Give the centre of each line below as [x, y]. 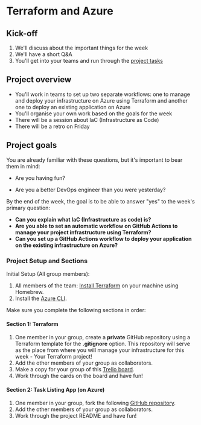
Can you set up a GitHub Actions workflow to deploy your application [103, 238]
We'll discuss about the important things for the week [81, 48]
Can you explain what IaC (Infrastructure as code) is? [83, 219]
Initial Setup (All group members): [48, 273]
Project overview [39, 80]
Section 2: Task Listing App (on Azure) [56, 389]
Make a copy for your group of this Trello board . [75, 369]
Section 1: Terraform [32, 324]
